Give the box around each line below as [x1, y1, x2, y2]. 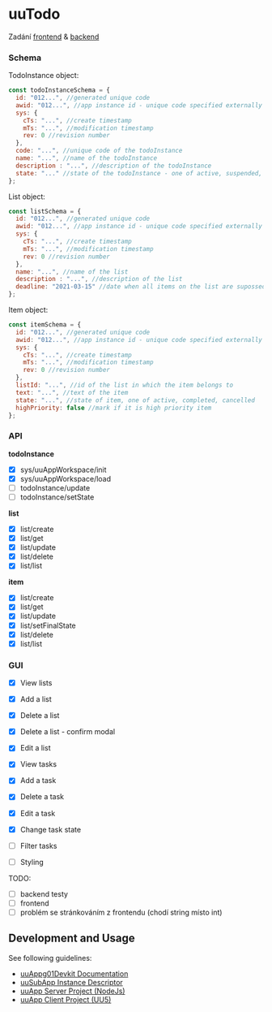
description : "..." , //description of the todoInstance [15, 162, 212, 170]
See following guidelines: [8, 953, 92, 962]
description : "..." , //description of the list [15, 275, 183, 283]
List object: [8, 192, 46, 201]
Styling [19, 857, 45, 867]
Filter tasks [19, 841, 57, 850]
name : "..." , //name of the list [15, 267, 129, 276]
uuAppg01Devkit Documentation [19, 968, 129, 979]
